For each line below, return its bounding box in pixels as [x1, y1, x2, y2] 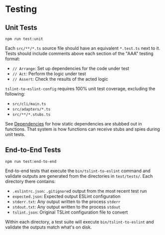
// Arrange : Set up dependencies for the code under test [12, 66, 129, 71]
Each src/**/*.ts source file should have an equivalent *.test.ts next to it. [5, 45, 161, 51]
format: [5, 56, 20, 62]
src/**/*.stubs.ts [12, 112, 51, 117]
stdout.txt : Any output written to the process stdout [12, 204, 121, 210]
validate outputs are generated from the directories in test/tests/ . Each [5, 173, 153, 179]
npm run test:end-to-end [5, 159, 57, 164]
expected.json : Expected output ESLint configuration [12, 193, 121, 199]
